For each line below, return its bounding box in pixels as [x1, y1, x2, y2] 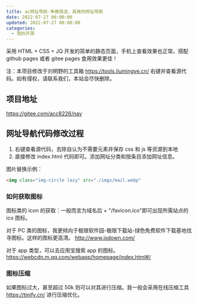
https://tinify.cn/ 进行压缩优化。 [6, 291, 83, 299]
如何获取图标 [6, 192, 43, 200]
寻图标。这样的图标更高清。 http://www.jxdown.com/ [6, 234, 135, 241]
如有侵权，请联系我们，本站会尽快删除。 [16, 75, 115, 82]
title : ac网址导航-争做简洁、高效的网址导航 [6, 8, 103, 15]
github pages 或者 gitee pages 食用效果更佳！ [6, 55, 118, 62]
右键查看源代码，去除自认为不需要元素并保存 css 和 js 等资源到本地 [14, 145, 178, 153]
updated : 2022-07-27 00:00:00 [6, 20, 81, 25]
